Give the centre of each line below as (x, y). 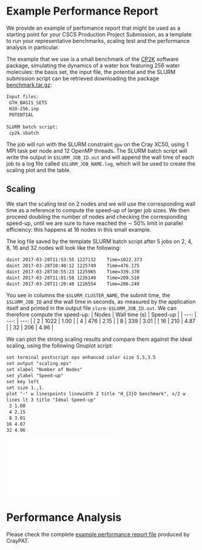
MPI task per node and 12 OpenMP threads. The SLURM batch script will (97, 150)
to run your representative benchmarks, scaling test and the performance (98, 41)
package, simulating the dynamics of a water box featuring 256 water (93, 65)
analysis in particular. (33, 47)
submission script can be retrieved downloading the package (83, 78)
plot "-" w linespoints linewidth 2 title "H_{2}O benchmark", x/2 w (96, 394)
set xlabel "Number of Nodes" (45, 369)
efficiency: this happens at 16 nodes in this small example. (79, 229)
